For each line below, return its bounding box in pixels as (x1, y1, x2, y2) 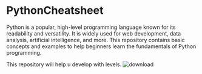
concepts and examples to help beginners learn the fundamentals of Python (6, 43, 197, 50)
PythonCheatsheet (6, 4, 104, 17)
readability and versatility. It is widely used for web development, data (6, 29, 181, 37)
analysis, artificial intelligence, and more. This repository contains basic (6, 36, 185, 43)
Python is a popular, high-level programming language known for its (6, 23, 176, 31)
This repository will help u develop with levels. (6, 61, 122, 68)
